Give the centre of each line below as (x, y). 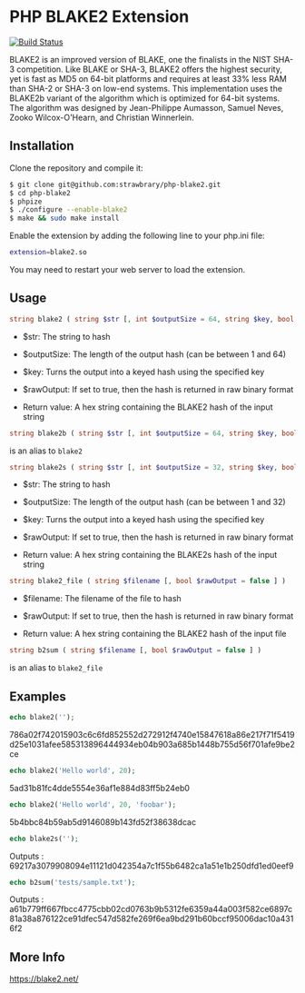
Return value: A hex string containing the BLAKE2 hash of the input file (155, 634)
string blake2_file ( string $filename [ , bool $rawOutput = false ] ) (148, 581)
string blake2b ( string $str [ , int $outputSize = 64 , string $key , (144, 433)
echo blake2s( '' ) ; (44, 839)
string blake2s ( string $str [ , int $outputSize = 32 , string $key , (144, 467)
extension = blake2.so (49, 253)
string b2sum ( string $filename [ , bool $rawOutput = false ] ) (135, 650)
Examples (38, 696)
